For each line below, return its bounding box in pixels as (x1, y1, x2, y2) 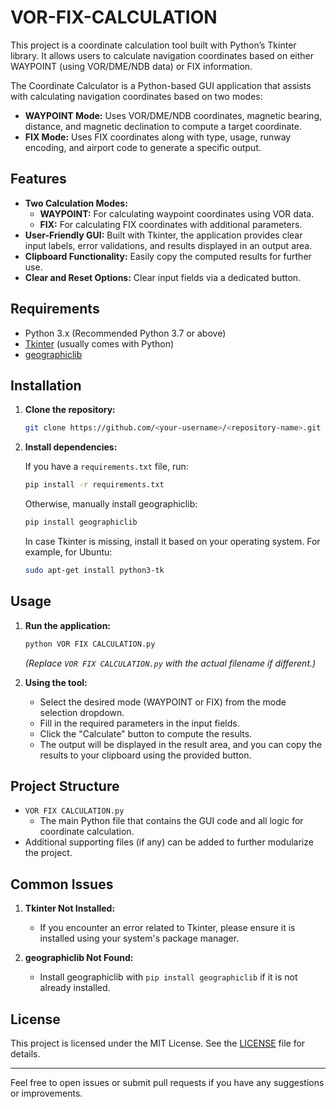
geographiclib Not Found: (24, 952, 134, 964)
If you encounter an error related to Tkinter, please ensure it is (39, 922, 296, 934)
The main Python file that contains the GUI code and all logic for (39, 815, 304, 827)
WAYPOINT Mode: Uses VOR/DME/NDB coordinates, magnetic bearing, (24, 109, 322, 121)
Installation (10, 377, 82, 394)
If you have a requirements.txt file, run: (24, 461, 189, 473)
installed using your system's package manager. (39, 932, 240, 945)
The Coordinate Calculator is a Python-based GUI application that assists (10, 79, 312, 91)
